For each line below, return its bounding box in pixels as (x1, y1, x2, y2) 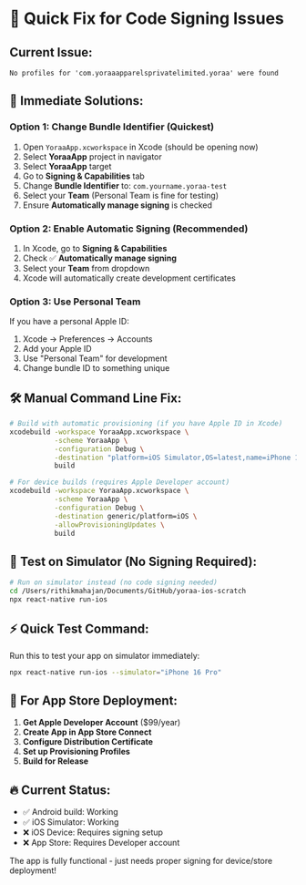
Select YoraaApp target (22, 160, 112, 171)
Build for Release (22, 756, 89, 767)
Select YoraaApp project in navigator (22, 150, 162, 162)
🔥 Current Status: (9, 782, 111, 798)
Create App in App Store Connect (22, 726, 152, 737)
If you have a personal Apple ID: (9, 316, 129, 327)
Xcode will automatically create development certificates (22, 273, 237, 283)
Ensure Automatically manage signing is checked (22, 200, 212, 211)
